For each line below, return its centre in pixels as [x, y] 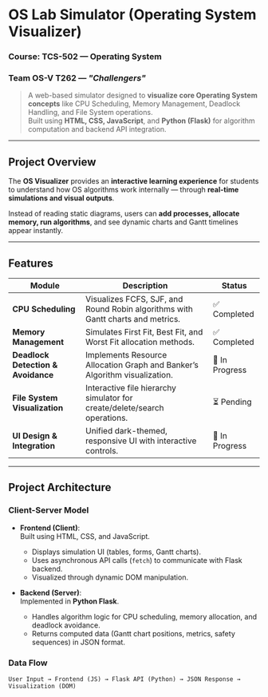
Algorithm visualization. [129, 375]
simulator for [109, 398]
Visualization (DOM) [43, 687]
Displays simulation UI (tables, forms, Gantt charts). [116, 552]
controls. [102, 451]
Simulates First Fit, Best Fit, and [144, 332]
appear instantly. [36, 231]
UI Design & [35, 436]
